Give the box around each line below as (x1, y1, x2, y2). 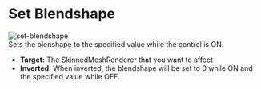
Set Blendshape (8, 5, 116, 23)
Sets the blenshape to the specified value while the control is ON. (8, 39, 224, 48)
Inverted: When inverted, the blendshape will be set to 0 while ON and (19, 63, 254, 72)
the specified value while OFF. (19, 72, 120, 81)
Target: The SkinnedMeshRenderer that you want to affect (19, 55, 214, 64)
